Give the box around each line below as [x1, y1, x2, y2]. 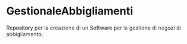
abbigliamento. [6, 30, 43, 37]
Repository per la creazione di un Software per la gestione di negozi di [6, 24, 181, 31]
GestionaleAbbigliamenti [6, 4, 133, 18]
